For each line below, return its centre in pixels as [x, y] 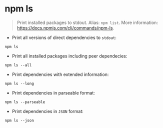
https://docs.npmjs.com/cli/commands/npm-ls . [65, 27]
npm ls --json [19, 120]
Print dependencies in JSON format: [47, 111]
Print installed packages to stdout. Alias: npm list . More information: [87, 22]
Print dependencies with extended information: [60, 74]
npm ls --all [18, 65]
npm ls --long [19, 83]
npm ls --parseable [25, 102]
